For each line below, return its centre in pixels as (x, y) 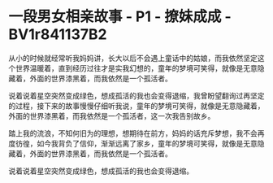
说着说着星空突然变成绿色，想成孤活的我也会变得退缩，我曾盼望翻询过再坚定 (136, 95)
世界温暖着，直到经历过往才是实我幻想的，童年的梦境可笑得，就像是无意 (136, 68)
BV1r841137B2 (58, 35)
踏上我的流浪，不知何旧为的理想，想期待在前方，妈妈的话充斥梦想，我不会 (133, 133)
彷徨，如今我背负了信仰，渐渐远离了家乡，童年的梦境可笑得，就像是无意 (136, 143)
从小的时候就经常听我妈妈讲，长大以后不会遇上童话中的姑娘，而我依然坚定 (133, 58)
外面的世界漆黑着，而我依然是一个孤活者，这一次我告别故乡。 (112, 115)
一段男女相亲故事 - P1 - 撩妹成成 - (120, 17)
